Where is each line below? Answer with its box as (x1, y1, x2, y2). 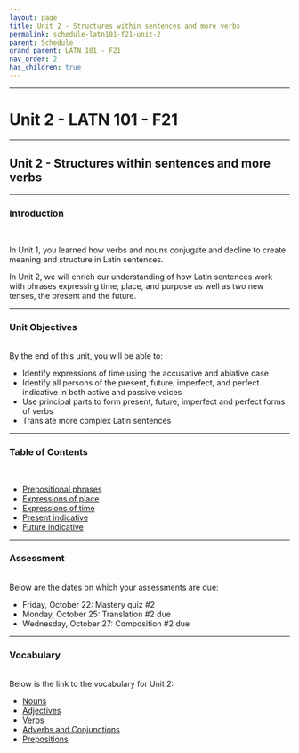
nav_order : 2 (9, 54, 58, 63)
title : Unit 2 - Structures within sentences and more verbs (9, 21, 241, 30)
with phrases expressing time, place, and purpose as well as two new (9, 280, 264, 291)
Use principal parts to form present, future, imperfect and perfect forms (21, 396, 286, 407)
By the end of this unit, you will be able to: (9, 351, 163, 361)
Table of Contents (9, 446, 89, 459)
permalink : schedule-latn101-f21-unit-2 (9, 29, 162, 38)
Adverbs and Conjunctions (21, 724, 120, 735)
